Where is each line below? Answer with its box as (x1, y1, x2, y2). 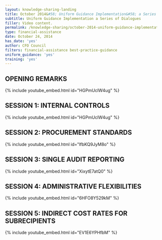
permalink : (5, 25, 27, 30)
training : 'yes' (5, 57, 38, 62)
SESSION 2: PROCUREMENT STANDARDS (5, 128, 132, 137)
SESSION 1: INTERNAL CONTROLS (5, 101, 110, 110)
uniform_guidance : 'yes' (5, 52, 55, 57)
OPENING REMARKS (5, 75, 67, 83)
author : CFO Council (5, 43, 47, 48)
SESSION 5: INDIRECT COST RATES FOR (5, 209, 128, 217)
